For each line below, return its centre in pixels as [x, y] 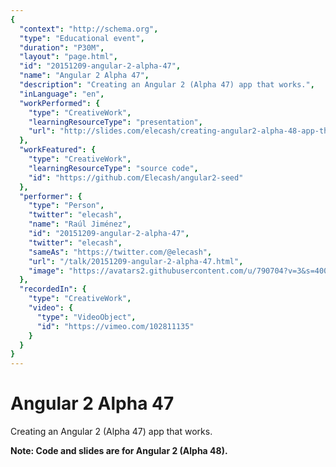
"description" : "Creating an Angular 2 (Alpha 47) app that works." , [167, 85]
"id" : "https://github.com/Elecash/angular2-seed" [136, 177]
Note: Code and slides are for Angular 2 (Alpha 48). [119, 451]
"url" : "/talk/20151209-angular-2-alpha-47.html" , [136, 261]
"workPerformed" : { [60, 103]
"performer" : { [51, 196]
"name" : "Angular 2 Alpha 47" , [84, 76]
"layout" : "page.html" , [68, 57]
